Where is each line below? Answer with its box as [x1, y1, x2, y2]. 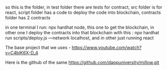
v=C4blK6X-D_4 [5, 50, 38, 56]
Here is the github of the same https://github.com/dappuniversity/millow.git [5, 60, 160, 65]
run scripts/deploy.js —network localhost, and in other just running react [5, 35, 154, 41]
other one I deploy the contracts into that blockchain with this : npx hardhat [5, 30, 160, 35]
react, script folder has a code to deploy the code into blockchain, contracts [5, 9, 161, 15]
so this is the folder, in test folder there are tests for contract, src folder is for [5, 4, 163, 10]
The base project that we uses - [5, 45, 71, 50]
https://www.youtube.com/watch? [71, 45, 142, 50]
